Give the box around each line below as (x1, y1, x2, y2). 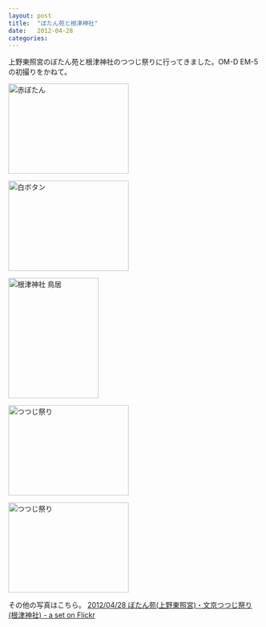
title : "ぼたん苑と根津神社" (8, 19, 99, 27)
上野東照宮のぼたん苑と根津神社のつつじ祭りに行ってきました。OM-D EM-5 (8, 57, 259, 67)
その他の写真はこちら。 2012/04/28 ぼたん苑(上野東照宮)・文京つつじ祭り (8, 601, 252, 610)
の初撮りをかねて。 (8, 67, 72, 77)
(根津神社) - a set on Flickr (8, 610, 95, 620)
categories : (8, 34, 48, 42)
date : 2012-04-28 (8, 26, 74, 34)
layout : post (8, 11, 52, 20)
